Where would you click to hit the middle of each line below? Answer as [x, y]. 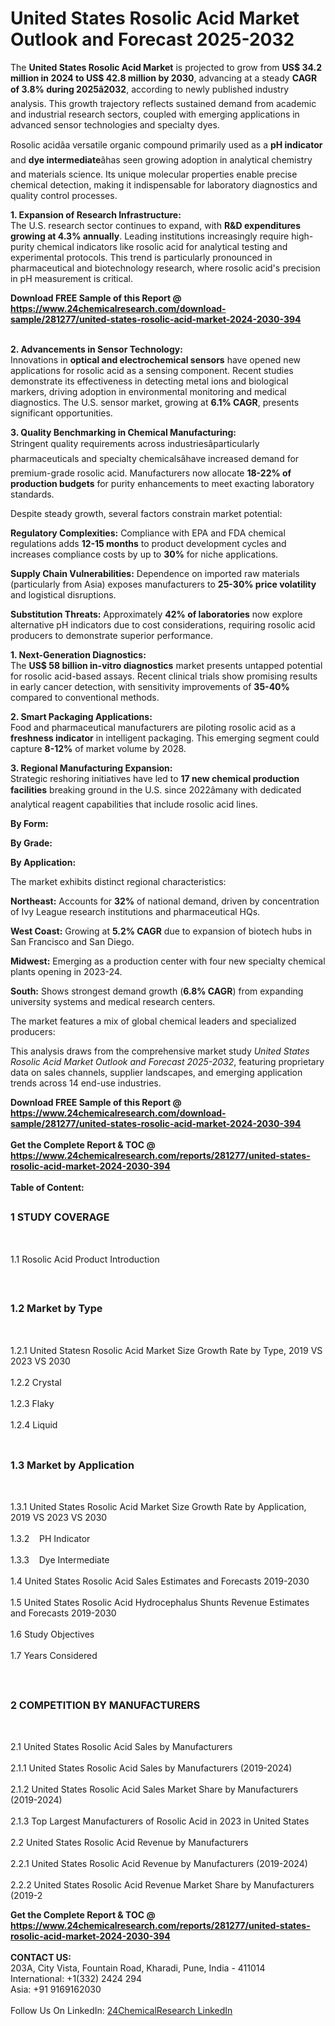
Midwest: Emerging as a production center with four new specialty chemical [168, 961]
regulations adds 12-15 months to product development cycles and [148, 543]
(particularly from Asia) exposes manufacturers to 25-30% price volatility [163, 584]
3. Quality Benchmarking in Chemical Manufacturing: [123, 432]
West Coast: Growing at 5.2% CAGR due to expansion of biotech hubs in [161, 931]
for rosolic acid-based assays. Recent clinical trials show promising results [164, 676]
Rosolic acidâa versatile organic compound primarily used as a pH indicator [166, 144]
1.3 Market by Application [72, 1465]
